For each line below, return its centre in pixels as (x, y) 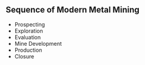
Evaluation (28, 37)
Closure (24, 56)
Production (28, 50)
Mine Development (38, 43)
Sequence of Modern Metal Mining (73, 10)
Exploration (29, 31)
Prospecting (30, 24)
